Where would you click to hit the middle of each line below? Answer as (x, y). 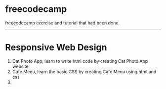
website (20, 66)
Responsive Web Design (56, 47)
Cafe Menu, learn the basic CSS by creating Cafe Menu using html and (84, 71)
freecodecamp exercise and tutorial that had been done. (62, 23)
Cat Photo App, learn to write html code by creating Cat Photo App (80, 61)
